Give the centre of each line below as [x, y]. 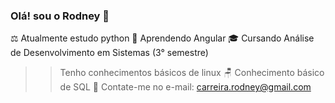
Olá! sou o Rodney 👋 [60, 16]
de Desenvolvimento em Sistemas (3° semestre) [109, 53]
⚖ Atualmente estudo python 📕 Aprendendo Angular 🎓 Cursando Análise [162, 38]
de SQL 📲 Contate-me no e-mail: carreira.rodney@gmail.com [185, 87]
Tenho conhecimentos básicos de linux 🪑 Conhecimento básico [192, 73]
